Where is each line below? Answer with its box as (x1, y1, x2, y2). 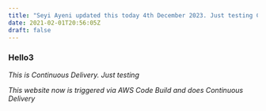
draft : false (8, 26, 51, 34)
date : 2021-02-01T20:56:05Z (8, 19, 101, 27)
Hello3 (8, 52, 34, 63)
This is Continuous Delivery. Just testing (8, 70, 140, 80)
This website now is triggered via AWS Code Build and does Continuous (8, 85, 244, 94)
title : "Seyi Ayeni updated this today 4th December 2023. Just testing (8, 11, 253, 20)
